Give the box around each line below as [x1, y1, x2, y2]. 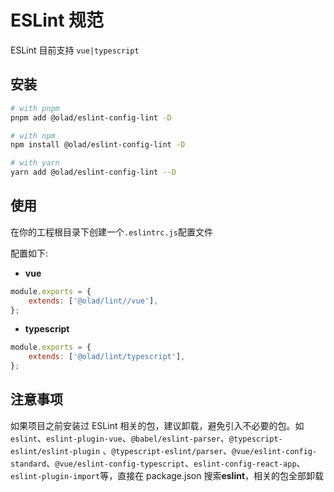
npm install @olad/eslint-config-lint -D [10, 140, 186, 150]
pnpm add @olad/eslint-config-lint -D [10, 112, 172, 123]
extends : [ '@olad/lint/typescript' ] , [28, 352, 186, 362]
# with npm [10, 131, 56, 141]
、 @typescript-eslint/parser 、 [102, 444, 233, 456]
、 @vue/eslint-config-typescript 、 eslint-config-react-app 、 [46, 457, 306, 469]
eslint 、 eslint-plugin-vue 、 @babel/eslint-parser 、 [10, 432, 230, 444]
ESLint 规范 [10, 9, 105, 32]
